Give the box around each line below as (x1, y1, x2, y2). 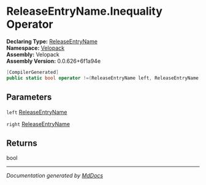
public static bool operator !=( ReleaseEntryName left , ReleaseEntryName (6, 75, 199, 81)
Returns (6, 138, 38, 148)
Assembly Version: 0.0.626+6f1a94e (6, 57, 101, 65)
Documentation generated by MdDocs (6, 172, 103, 179)
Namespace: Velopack (6, 44, 65, 52)
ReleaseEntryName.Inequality (6, 4, 162, 18)
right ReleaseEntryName (6, 120, 71, 127)
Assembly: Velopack (6, 50, 60, 58)
